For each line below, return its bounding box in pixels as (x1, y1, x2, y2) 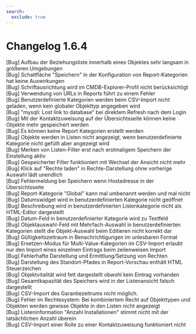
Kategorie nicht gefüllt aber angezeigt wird (6, 140, 110, 147)
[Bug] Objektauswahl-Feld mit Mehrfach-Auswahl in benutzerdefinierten (6, 221, 181, 228)
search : (6, 8, 25, 15)
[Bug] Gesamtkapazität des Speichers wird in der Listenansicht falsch (6, 278, 175, 285)
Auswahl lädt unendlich (6, 171, 63, 178)
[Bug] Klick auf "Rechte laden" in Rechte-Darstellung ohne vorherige (6, 165, 172, 172)
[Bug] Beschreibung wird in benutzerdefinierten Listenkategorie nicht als (6, 202, 182, 209)
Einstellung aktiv (6, 152, 46, 159)
